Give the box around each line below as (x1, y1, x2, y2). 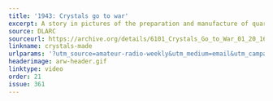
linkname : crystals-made (8, 42, 93, 50)
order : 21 (8, 72, 42, 81)
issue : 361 (8, 80, 45, 88)
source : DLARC (8, 27, 57, 35)
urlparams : (8, 50, 45, 58)
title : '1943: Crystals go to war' (8, 11, 129, 20)
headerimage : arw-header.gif (8, 58, 107, 66)
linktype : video (8, 65, 63, 73)
